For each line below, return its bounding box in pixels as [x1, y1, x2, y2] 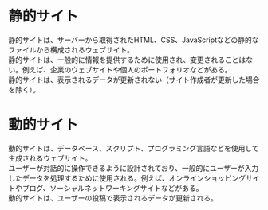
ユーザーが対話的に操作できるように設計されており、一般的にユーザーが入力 [8, 163, 259, 173]
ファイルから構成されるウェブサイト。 [8, 45, 134, 54]
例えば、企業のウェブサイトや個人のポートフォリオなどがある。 [22, 64, 232, 74]
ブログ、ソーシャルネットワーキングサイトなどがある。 [22, 183, 203, 192]
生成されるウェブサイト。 [8, 153, 93, 163]
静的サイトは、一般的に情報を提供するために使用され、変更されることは [8, 55, 246, 64]
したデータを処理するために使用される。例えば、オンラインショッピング [8, 173, 246, 183]
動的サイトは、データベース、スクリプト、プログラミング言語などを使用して [8, 143, 259, 153]
